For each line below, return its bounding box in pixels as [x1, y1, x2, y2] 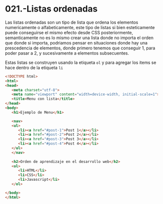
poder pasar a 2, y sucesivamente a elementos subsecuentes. [5, 50, 130, 56]
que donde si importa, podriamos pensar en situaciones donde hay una [5, 40, 148, 45]
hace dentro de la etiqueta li [5, 64, 63, 71]
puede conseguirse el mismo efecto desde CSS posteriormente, [5, 29, 133, 35]
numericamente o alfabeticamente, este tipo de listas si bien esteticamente [5, 24, 155, 30]
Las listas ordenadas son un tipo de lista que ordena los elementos [5, 19, 138, 25]
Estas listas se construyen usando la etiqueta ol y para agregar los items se [5, 59, 157, 65]
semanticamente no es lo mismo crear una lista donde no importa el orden [5, 35, 154, 41]
